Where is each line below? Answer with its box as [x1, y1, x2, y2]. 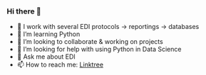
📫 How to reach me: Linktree [16, 60, 104, 69]
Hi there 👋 [6, 6, 42, 16]
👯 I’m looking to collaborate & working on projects [16, 37, 163, 46]
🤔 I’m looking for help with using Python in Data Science [16, 45, 182, 54]
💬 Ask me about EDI [16, 52, 76, 61]
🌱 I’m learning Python [16, 30, 81, 38]
